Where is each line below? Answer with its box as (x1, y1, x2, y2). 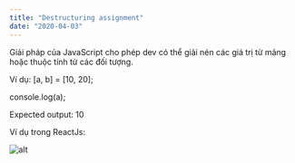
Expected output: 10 (9, 109, 84, 120)
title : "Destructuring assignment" (9, 13, 144, 23)
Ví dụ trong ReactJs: (9, 126, 86, 137)
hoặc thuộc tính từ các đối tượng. (9, 56, 133, 67)
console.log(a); (9, 91, 66, 102)
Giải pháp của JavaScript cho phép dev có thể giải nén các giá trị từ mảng (9, 46, 287, 57)
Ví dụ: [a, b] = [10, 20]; (9, 73, 93, 84)
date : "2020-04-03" (9, 22, 84, 31)
